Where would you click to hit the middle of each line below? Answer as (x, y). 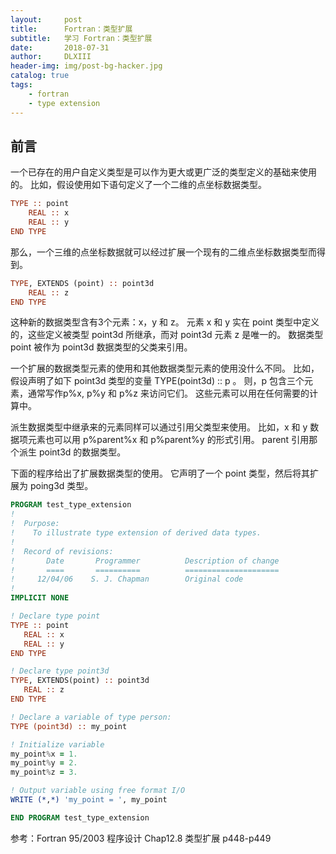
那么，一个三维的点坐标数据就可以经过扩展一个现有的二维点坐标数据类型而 (163, 252)
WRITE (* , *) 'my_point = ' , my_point (89, 800)
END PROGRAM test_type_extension (80, 817)
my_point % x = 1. (44, 754)
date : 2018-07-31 (60, 47)
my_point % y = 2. (44, 763)
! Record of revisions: (62, 551)
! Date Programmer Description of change (145, 561)
